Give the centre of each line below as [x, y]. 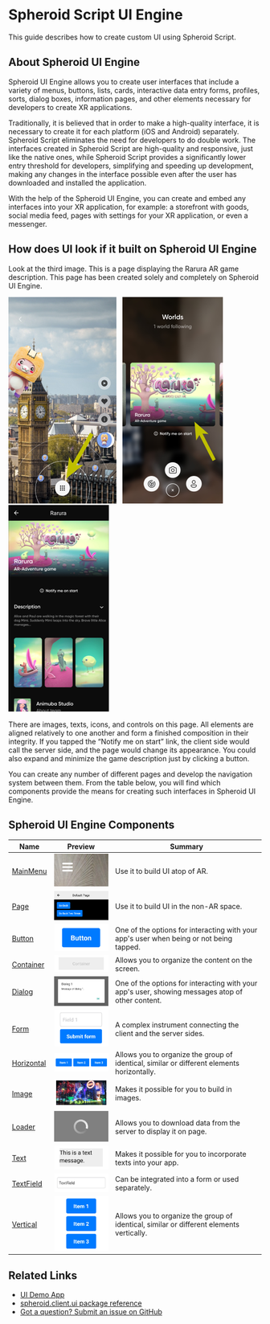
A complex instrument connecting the [177, 1025]
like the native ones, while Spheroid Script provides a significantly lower [127, 157]
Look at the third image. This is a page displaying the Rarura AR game [124, 268]
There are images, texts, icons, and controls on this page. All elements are [131, 724]
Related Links [43, 1276]
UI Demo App [42, 1295]
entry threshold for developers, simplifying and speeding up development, [131, 166]
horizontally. [136, 1072]
